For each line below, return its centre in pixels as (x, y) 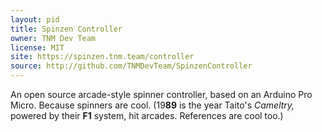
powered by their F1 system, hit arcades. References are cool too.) (147, 115)
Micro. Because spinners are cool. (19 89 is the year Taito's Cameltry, (152, 105)
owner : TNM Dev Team (53, 38)
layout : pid (35, 19)
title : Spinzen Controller (66, 29)
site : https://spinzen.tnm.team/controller (102, 57)
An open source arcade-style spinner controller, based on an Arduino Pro (161, 94)
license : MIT (37, 47)
